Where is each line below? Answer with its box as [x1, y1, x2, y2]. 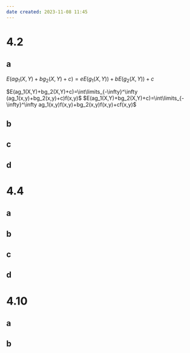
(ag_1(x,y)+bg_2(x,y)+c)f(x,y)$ [6, 94, 82, 102]
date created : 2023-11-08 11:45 [6, 8, 88, 15]
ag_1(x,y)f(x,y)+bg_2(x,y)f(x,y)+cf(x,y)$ [38, 101, 137, 108]
